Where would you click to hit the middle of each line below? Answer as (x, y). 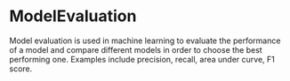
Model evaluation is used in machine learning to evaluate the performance (145, 40)
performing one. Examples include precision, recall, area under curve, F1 (142, 59)
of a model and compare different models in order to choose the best (136, 49)
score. (21, 69)
